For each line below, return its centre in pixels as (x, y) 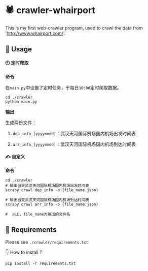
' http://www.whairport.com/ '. (35, 33)
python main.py (21, 102)
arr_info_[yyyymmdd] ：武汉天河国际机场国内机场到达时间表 (74, 144)
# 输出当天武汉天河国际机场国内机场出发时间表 (47, 186)
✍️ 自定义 (15, 157)
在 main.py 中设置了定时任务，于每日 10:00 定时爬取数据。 (63, 87)
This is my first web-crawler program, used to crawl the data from (74, 28)
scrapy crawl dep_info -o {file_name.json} (52, 190)
